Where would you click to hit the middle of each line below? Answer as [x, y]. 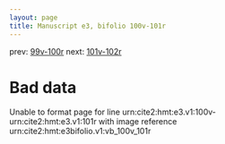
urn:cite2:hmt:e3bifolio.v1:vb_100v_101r [80, 131]
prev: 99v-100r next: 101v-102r [66, 51]
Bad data [43, 87]
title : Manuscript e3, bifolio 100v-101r [88, 26]
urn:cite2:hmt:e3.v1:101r [53, 122]
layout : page [34, 17]
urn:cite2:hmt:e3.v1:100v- [169, 112]
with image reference [138, 122]
